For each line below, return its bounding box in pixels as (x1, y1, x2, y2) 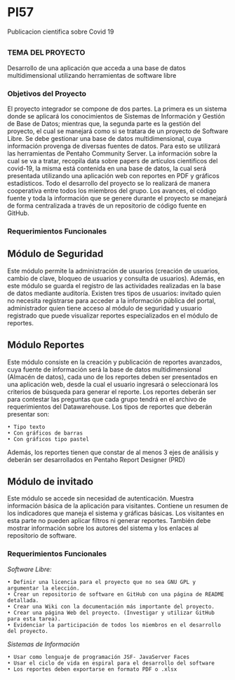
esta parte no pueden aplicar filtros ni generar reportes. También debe (7, 517, 211, 525)
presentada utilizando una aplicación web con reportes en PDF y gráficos (7, 172, 220, 179)
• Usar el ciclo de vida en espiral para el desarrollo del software (7, 660, 215, 667)
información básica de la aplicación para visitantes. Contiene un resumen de (7, 502, 229, 510)
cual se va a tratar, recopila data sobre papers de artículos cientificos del (7, 157, 218, 165)
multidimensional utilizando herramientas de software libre (7, 71, 177, 79)
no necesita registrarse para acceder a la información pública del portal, (7, 296, 216, 305)
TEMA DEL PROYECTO (7, 48, 86, 57)
